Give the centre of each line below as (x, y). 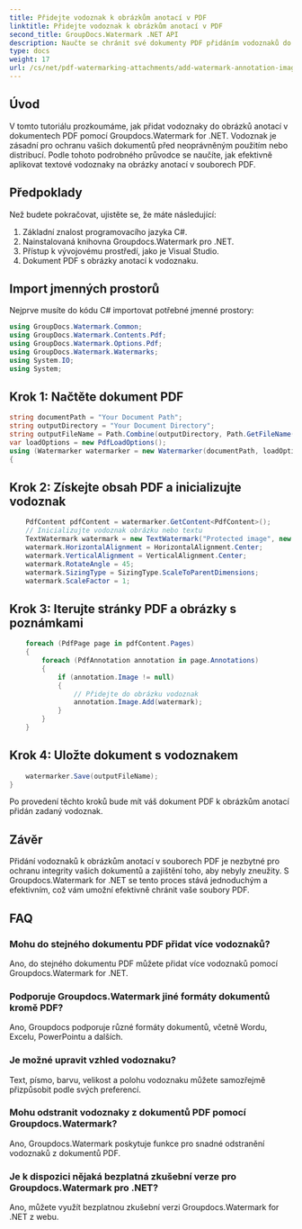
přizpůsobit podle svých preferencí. (75, 1089)
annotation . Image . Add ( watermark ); (138, 702)
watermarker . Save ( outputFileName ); (92, 776)
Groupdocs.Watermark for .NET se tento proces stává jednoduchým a (138, 881)
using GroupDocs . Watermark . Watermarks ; (84, 352)
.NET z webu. (34, 1217)
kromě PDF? (36, 1008)
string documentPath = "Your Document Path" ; (96, 418)
